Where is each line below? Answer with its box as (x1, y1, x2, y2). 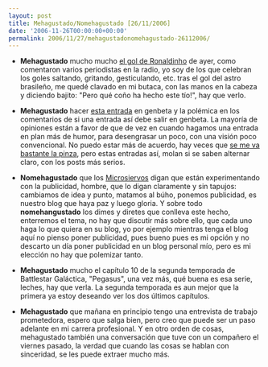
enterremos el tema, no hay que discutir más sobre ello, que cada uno (19, 216, 253, 225)
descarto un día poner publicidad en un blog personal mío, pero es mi (19, 241, 251, 251)
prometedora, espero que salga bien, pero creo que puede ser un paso (19, 315, 256, 325)
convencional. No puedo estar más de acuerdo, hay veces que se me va (19, 140, 260, 150)
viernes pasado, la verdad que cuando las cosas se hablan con (19, 341, 229, 351)
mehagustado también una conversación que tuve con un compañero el (19, 332, 259, 342)
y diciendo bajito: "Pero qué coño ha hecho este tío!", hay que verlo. (19, 90, 247, 101)
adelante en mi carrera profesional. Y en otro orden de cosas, (19, 324, 225, 334)
